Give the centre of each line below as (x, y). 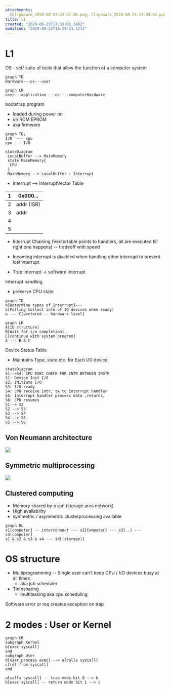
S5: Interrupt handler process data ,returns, (55, 396)
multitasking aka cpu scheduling (54, 594)
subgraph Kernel (22, 643)
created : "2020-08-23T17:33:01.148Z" (45, 24)
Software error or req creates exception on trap (55, 604)
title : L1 (16, 19)
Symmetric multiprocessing (50, 465)
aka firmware (26, 125)
